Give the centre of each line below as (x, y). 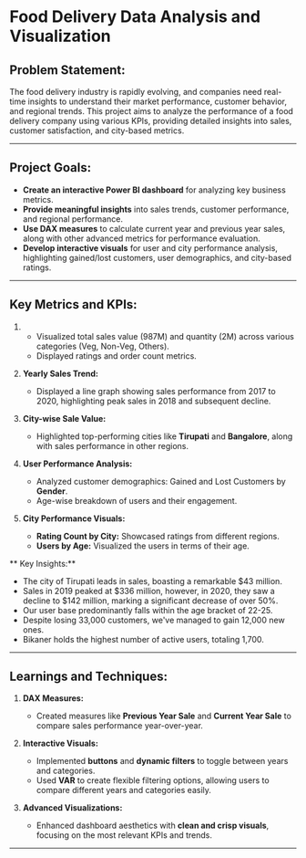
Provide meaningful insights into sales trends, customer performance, (156, 209)
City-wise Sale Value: (64, 418)
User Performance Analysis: (77, 464)
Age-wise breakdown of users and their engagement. (137, 500)
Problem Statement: (67, 70)
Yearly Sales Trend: (60, 373)
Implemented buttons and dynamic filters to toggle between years (162, 761)
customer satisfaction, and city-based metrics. (97, 131)
